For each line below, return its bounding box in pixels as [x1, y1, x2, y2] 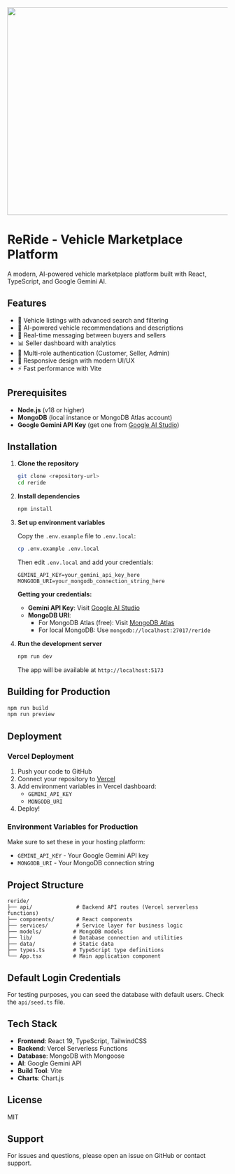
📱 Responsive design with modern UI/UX [17, 356, 135, 365]
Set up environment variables [17, 518, 106, 526]
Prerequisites [7, 387, 67, 399]
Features [7, 298, 47, 309]
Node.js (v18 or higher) [17, 405, 85, 414]
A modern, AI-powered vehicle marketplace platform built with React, [7, 270, 207, 278]
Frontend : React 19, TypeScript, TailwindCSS [17, 1036, 147, 1045]
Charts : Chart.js [17, 1074, 64, 1082]
